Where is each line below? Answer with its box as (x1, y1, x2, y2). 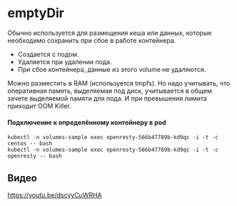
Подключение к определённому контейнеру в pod (7, 118, 166, 126)
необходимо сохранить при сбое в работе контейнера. (7, 36, 176, 44)
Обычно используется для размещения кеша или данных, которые (7, 29, 212, 37)
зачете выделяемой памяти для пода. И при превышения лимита (7, 94, 207, 103)
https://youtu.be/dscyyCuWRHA (7, 190, 102, 199)
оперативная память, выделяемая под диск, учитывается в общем (7, 86, 213, 95)
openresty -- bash (7, 153, 62, 160)
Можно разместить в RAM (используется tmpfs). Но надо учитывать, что (7, 78, 231, 87)
